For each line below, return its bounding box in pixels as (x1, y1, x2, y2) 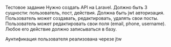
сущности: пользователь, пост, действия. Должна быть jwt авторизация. (5, 10, 165, 16)
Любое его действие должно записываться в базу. (5, 26, 117, 32)
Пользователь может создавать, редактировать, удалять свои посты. (5, 15, 159, 21)
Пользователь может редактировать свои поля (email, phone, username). (5, 20, 166, 27)
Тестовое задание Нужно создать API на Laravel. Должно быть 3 (5, 5, 147, 10)
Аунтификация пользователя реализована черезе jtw (5, 36, 122, 42)
